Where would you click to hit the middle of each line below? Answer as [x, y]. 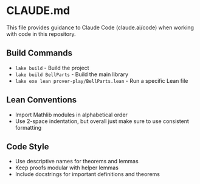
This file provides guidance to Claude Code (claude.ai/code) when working [100, 27]
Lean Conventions [42, 100]
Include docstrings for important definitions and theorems [87, 174]
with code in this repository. [41, 34]
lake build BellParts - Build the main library [72, 74]
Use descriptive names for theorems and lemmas [77, 161]
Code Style [28, 147]
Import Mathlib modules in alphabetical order [71, 115]
